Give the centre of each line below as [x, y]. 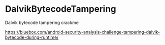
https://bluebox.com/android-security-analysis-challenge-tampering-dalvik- [82, 32]
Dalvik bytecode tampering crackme [42, 22]
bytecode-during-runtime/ [32, 37]
